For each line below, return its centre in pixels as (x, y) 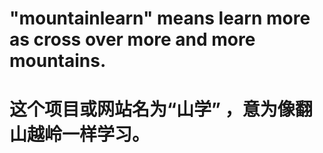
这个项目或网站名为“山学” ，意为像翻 (161, 109)
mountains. (58, 61)
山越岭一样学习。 (80, 134)
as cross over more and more (132, 39)
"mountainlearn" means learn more (160, 18)
